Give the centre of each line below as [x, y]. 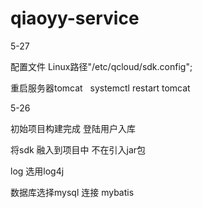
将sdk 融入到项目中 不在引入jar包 [78, 149]
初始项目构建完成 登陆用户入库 [73, 128]
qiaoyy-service [75, 18]
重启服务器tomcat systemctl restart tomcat [100, 88]
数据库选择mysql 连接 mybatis [72, 192]
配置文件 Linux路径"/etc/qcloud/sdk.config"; [101, 66]
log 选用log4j [37, 171]
